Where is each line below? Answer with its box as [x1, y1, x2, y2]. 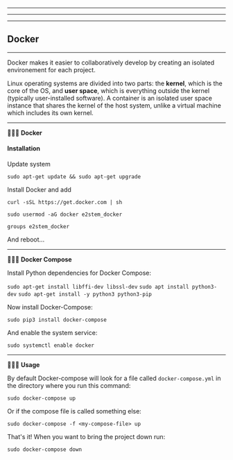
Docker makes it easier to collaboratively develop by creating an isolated [7, 58, 215, 67]
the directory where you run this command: [7, 382, 131, 390]
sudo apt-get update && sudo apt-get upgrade [7, 173, 141, 180]
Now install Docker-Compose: [7, 303, 93, 312]
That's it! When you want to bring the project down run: [7, 433, 166, 441]
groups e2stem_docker [7, 223, 70, 230]
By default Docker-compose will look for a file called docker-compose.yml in [7, 374, 221, 382]
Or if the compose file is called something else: [7, 407, 142, 416]
